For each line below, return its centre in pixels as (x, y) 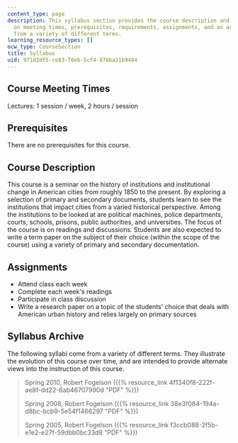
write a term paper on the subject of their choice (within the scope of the (113, 237)
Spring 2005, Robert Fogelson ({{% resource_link (97, 425)
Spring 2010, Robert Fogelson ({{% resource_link (96, 382)
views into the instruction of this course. (66, 369)
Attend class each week (52, 284)
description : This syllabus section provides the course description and (119, 21)
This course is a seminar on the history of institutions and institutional (109, 184)
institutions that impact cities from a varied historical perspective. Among (114, 207)
